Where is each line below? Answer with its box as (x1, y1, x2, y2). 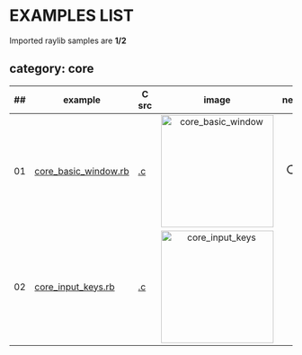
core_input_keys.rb (34, 280, 115, 293)
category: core (9, 61, 94, 76)
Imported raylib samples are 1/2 (9, 35, 128, 46)
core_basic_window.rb (34, 164, 130, 177)
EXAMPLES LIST (9, 5, 135, 26)
